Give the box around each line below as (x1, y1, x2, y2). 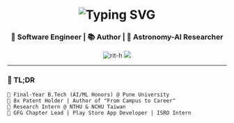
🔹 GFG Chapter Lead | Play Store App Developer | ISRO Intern (7, 109, 192, 116)
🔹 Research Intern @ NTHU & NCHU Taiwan (7, 103, 127, 110)
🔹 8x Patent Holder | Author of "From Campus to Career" (7, 97, 176, 104)
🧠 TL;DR (7, 75, 35, 85)
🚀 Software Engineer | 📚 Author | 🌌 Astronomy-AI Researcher (10, 32, 224, 42)
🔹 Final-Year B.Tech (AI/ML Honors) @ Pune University (7, 91, 170, 98)
